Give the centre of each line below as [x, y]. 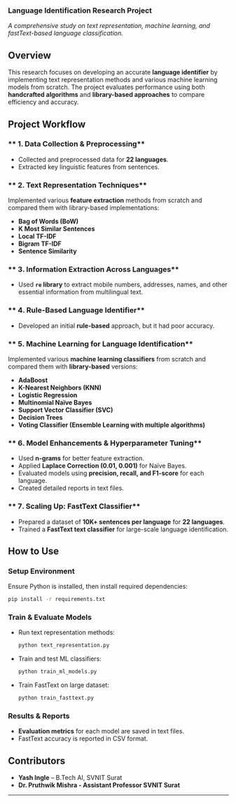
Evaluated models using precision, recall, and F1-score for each [111, 473]
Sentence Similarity [47, 251]
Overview [30, 55]
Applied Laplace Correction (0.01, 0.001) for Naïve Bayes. [102, 466]
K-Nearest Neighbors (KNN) [60, 387]
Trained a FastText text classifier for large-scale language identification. [123, 529]
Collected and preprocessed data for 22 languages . [93, 159]
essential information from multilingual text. [81, 292]
